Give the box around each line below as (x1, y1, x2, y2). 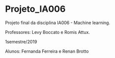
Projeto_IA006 (5, 3, 66, 15)
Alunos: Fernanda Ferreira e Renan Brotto (5, 48, 89, 54)
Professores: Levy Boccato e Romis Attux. (5, 29, 90, 35)
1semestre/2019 (5, 38, 37, 45)
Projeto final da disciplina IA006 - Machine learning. (5, 20, 111, 26)
